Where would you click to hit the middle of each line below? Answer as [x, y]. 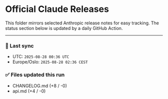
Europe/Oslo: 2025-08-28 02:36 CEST [50, 62]
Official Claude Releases [57, 9]
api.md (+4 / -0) [29, 91]
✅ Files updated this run [35, 75]
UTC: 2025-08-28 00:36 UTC [41, 57]
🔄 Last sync [19, 46]
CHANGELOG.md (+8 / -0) [40, 86]
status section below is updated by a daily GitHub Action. [64, 28]
